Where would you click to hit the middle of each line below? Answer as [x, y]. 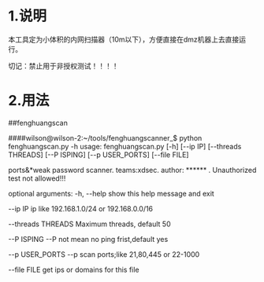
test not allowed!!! [37, 178]
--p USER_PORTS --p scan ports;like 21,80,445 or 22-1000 [104, 254]
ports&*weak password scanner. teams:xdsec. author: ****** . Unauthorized [132, 170]
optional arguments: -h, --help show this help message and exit [111, 193]
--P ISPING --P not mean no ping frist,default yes [88, 239]
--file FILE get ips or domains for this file [74, 269]
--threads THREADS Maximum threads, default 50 [89, 224]
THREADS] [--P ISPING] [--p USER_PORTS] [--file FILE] [99, 155]
